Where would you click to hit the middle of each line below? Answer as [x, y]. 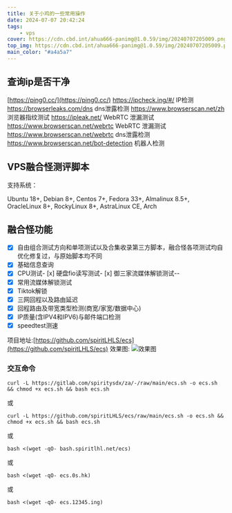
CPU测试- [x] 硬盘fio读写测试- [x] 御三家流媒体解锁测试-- [98, 273]
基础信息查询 [35, 265]
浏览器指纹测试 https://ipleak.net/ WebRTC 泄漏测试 [81, 117]
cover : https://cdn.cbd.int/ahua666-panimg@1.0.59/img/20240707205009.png [117, 39]
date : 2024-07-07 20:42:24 [46, 20]
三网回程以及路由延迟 [47, 299]
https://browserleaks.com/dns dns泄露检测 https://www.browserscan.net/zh [116, 109]
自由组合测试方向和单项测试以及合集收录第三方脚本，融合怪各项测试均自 [120, 248]
